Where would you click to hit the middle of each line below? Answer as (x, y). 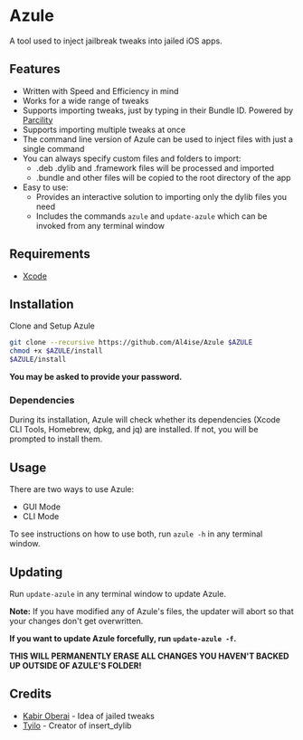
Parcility (38, 119)
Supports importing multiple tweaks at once (104, 129)
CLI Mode (41, 517)
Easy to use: (45, 187)
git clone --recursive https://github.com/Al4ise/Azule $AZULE (131, 343)
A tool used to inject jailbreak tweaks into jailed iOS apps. (116, 41)
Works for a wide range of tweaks (85, 100)
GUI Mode (42, 507)
